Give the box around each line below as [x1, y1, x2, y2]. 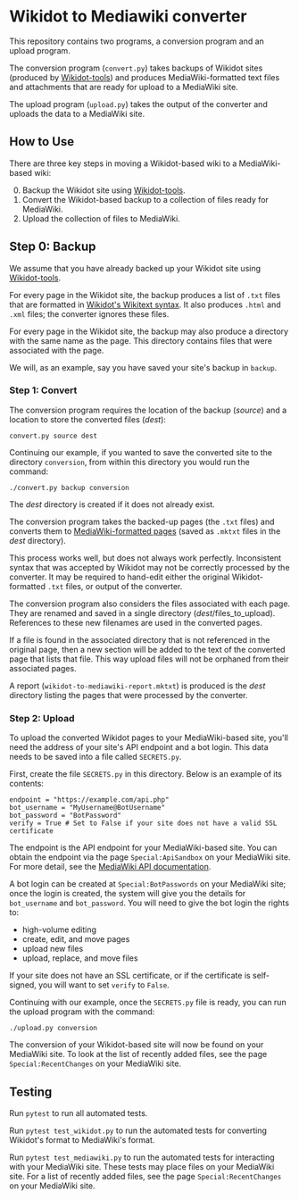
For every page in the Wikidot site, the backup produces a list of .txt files [9, 289, 281, 300]
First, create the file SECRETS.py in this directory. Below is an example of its [9, 769, 283, 779]
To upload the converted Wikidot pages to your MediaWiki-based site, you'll [9, 732, 288, 743]
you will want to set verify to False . [38, 979, 170, 990]
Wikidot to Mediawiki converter [9, 6, 247, 27]
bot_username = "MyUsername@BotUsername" [9, 804, 166, 812]
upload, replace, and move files [21, 953, 138, 963]
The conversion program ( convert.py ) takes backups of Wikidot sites [9, 62, 263, 73]
